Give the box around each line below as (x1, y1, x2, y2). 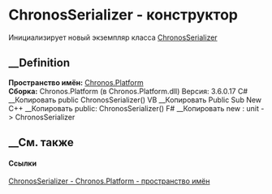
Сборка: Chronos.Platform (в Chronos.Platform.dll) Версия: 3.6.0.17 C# (8, 86, 248, 96)
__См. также (8, 136, 75, 149)
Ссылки (8, 158, 37, 168)
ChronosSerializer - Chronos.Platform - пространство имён (8, 176, 210, 186)
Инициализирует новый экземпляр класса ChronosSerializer (8, 32, 218, 42)
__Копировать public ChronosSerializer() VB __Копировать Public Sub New (8, 95, 262, 105)
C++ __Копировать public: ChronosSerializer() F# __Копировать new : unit (8, 103, 260, 113)
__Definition (8, 56, 71, 70)
